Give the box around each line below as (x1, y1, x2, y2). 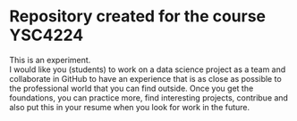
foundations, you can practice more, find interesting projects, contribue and (9, 92, 289, 103)
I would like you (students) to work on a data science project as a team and (9, 64, 286, 75)
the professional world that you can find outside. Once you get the (9, 83, 254, 93)
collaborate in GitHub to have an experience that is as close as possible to (9, 73, 282, 84)
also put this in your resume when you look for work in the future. (9, 101, 250, 112)
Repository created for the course (9, 6, 267, 27)
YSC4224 (9, 25, 84, 45)
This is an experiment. (9, 54, 91, 65)
